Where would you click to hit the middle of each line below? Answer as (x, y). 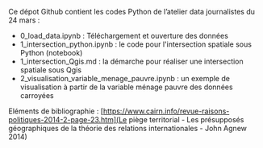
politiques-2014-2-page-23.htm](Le (68, 119)
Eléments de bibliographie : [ (56, 111)
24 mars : (24, 20)
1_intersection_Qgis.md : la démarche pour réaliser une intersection (131, 61)
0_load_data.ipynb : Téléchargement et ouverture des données (124, 36)
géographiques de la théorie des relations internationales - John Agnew (128, 128)
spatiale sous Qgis (51, 70)
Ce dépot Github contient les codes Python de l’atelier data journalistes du (132, 12)
